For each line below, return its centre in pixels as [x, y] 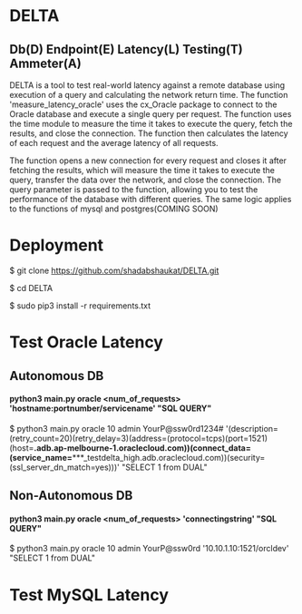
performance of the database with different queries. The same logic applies [151, 199]
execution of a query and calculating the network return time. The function [149, 95]
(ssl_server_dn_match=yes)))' [65, 467]
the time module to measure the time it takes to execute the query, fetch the [151, 124]
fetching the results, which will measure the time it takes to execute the [142, 170]
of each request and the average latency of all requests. [114, 143]
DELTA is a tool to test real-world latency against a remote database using [147, 85]
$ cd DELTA [31, 288]
